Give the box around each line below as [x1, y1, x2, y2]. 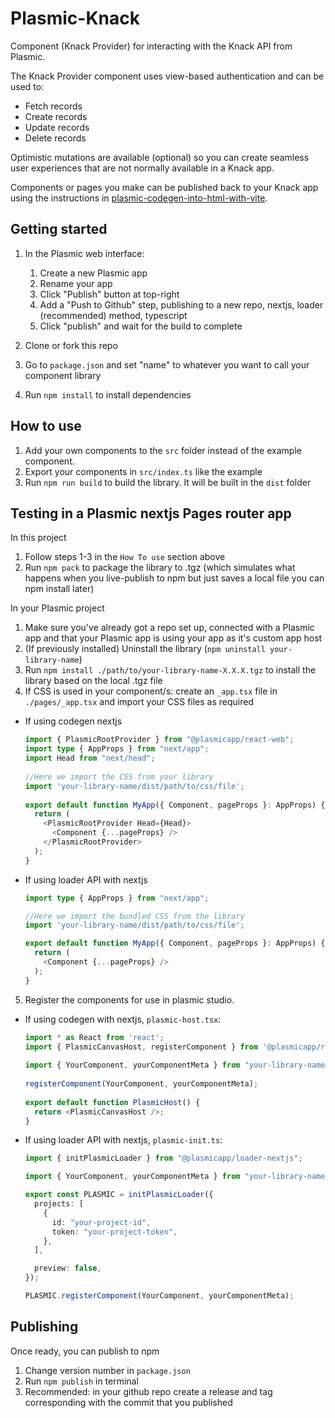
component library [24, 369, 102, 381]
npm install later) [24, 583, 95, 595]
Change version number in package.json [24, 1364, 191, 1376]
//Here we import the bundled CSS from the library [24, 911, 245, 921]
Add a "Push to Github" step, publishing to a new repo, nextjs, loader [39, 298, 324, 311]
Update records [24, 121, 90, 133]
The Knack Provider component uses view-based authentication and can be [10, 70, 325, 82]
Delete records [24, 132, 87, 144]
